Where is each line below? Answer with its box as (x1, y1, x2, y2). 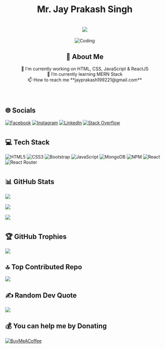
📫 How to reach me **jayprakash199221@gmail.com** (27, 77, 142, 83)
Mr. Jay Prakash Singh (37, 4, 133, 15)
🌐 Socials (5, 106, 36, 115)
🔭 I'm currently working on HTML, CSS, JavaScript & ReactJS (21, 66, 149, 72)
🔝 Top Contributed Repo (5, 263, 82, 271)
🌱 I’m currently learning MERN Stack (47, 71, 123, 77)
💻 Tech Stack (5, 138, 50, 146)
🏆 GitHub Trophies (5, 232, 67, 241)
